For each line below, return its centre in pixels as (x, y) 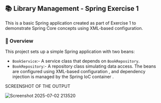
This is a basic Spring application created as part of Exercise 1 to (71, 23)
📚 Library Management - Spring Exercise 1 (72, 9)
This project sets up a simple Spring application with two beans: (70, 51)
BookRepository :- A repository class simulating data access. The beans (84, 66)
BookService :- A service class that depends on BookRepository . (76, 61)
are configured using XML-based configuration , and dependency (79, 72)
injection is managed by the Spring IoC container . (63, 77)
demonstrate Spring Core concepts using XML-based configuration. (74, 28)
